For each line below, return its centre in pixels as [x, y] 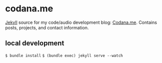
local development [35, 43]
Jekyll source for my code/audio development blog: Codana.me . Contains [81, 22]
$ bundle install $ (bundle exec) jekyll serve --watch [64, 56]
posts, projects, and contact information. [47, 27]
